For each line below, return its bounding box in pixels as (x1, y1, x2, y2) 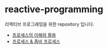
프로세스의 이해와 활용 (12, 32, 57, 38)
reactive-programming (5, 4, 103, 15)
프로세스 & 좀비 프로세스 (12, 38, 61, 44)
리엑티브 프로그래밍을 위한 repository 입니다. (5, 21, 95, 27)
